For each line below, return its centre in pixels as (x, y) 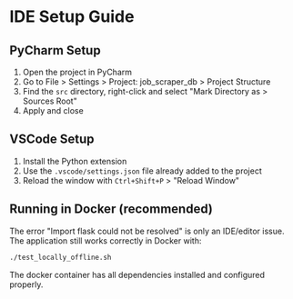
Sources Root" (50, 101)
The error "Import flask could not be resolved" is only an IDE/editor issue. (147, 231)
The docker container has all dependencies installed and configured (137, 274)
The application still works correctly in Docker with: (106, 240)
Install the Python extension (75, 161)
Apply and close (53, 110)
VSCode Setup (52, 140)
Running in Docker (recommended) (111, 209)
